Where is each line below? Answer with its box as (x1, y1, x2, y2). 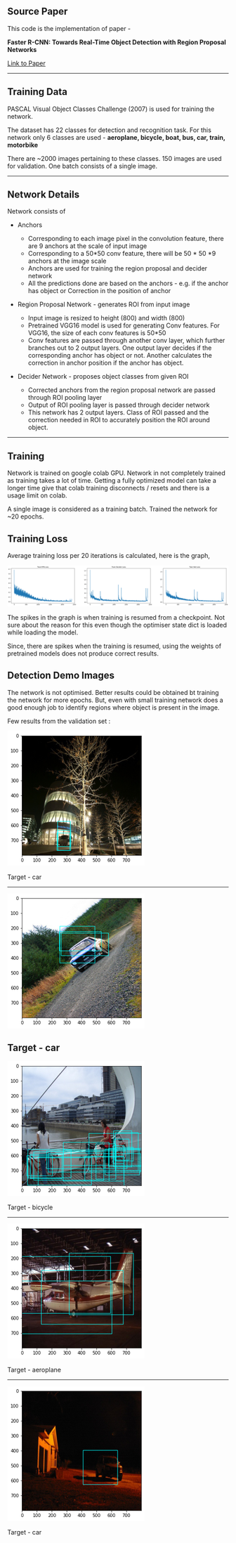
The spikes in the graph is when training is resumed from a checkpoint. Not (7, 613, 225, 622)
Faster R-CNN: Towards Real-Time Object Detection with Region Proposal (7, 38, 226, 46)
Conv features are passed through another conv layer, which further (27, 337, 225, 345)
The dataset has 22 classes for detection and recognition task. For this (7, 126, 212, 134)
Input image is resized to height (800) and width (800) (27, 314, 185, 323)
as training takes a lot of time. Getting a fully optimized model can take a (7, 476, 216, 485)
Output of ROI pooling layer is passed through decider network (27, 401, 210, 410)
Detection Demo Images (7, 670, 114, 682)
